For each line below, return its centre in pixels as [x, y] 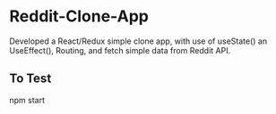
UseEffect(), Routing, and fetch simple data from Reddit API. [120, 50]
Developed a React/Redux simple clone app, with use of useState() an [138, 41]
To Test [30, 79]
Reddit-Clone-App [79, 16]
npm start [27, 100]
